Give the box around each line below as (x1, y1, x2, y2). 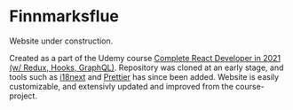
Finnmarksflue (9, 6, 120, 27)
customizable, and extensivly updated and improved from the (9, 81, 234, 91)
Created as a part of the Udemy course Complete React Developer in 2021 (9, 52, 281, 63)
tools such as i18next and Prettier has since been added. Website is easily (9, 71, 280, 82)
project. (9, 90, 38, 101)
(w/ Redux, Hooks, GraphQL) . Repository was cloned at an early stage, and (9, 62, 284, 73)
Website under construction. (9, 35, 114, 46)
